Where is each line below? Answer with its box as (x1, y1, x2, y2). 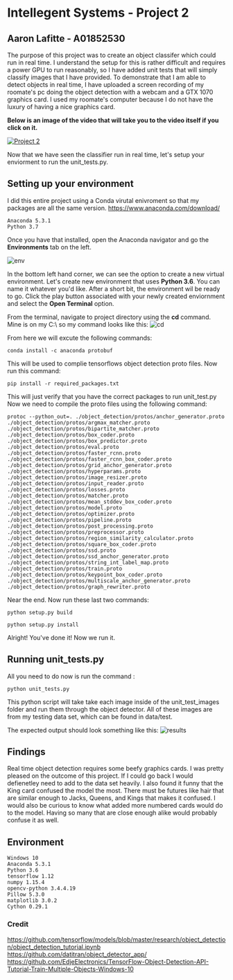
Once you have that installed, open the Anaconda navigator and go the (7, 235, 209, 244)
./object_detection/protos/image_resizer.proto (7, 474, 148, 481)
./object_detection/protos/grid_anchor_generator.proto (7, 462, 172, 468)
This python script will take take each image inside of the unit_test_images (7, 697, 220, 706)
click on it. (7, 124, 38, 131)
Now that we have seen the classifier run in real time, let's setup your (7, 151, 205, 158)
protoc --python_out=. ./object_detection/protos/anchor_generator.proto (7, 413, 225, 420)
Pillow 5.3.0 (7, 891, 45, 898)
